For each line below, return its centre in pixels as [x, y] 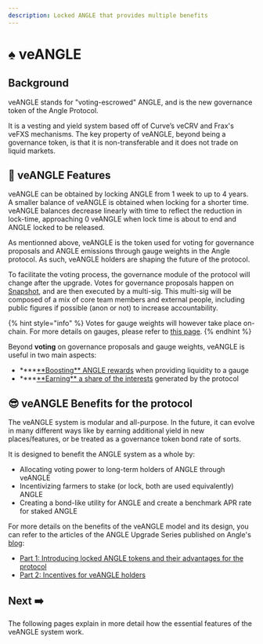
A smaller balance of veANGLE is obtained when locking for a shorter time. [128, 203]
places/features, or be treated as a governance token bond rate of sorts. [125, 439]
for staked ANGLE [49, 511]
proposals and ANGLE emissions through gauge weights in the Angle [119, 251]
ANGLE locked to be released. [57, 228]
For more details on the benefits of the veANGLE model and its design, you [128, 526]
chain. [18, 331]
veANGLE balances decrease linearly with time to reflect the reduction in [125, 211]
